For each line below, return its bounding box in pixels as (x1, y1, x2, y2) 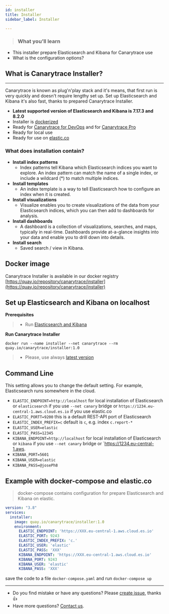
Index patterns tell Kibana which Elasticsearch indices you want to (20, 164, 157, 170)
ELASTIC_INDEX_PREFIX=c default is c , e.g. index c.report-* (12, 419, 133, 425)
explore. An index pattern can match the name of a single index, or (20, 170, 158, 176)
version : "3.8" (5, 505, 37, 510)
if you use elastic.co (70, 408, 112, 414)
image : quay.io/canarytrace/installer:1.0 (14, 519, 105, 525)
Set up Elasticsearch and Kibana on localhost (5, 298, 150, 307)
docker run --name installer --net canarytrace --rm (5, 341, 118, 346)
